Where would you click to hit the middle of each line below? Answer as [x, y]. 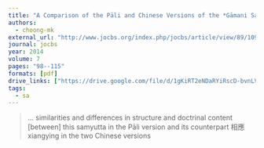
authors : [22, 23]
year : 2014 [26, 52]
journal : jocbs [33, 45]
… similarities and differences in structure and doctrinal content [130, 117]
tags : [17, 88]
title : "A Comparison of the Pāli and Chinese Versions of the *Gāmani [128, 15]
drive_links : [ [33, 81]
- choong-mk [35, 30]
